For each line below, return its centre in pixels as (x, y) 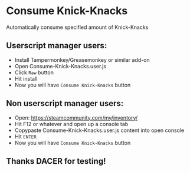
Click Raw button (34, 72)
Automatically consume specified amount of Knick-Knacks (77, 27)
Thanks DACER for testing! (56, 161)
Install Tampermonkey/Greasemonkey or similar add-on (82, 59)
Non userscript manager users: (65, 103)
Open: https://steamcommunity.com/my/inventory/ (76, 118)
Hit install (26, 78)
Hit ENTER (25, 136)
